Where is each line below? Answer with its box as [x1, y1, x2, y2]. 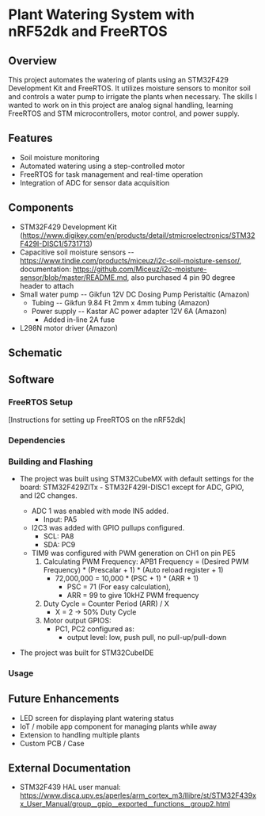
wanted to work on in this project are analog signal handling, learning [8, 101, 233, 109]
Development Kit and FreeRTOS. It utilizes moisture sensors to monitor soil [8, 83, 251, 93]
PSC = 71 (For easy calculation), [66, 581, 172, 592]
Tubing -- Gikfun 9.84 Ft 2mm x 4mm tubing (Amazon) [31, 297, 210, 307]
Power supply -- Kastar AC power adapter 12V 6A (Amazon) [31, 306, 228, 316]
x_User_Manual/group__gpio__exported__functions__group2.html [19, 799, 231, 809]
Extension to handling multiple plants [19, 730, 140, 739]
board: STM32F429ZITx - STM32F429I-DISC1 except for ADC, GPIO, [19, 482, 244, 492]
